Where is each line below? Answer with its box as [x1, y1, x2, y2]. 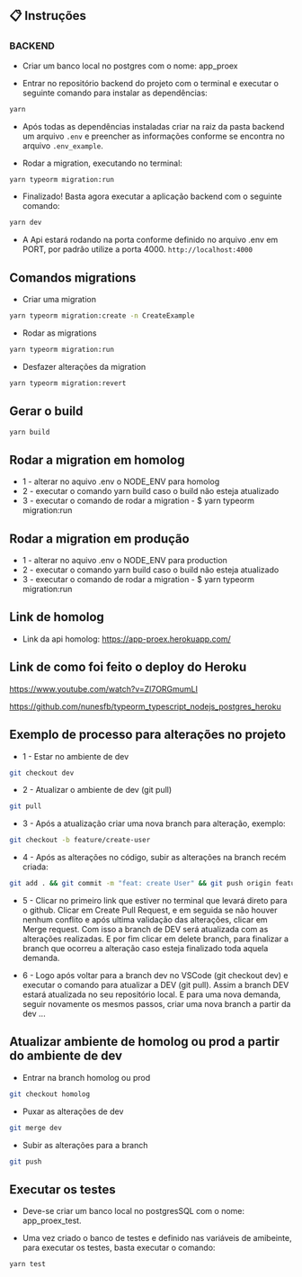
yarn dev [9, 218, 42, 228]
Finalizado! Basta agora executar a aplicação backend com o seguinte [22, 191, 282, 202]
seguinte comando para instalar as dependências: [22, 87, 209, 98]
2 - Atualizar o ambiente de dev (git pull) [22, 785, 173, 796]
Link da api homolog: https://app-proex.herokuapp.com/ [22, 634, 231, 644]
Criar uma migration [22, 294, 97, 305]
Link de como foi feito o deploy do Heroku [9, 660, 247, 675]
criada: [22, 861, 49, 872]
